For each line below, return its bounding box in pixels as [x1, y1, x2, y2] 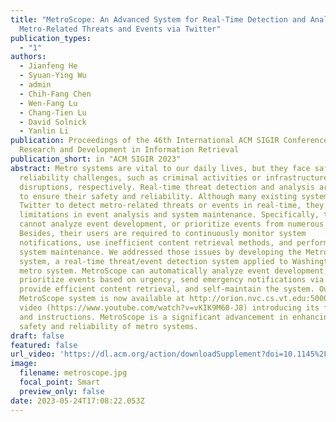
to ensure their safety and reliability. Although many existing [19, 191, 298, 201]
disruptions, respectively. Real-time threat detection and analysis [19, 182, 315, 192]
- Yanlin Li [19, 126, 70, 136]
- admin [19, 80, 52, 90]
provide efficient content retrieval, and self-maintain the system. [19, 284, 315, 295]
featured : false [10, 340, 78, 350]
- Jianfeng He [19, 61, 78, 71]
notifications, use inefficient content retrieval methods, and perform [19, 237, 329, 248]
